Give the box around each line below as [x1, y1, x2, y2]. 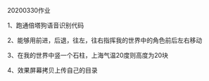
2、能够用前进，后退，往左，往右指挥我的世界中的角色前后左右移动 [7, 36, 203, 44]
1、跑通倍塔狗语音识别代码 [7, 21, 84, 30]
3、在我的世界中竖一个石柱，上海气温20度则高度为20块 [7, 51, 169, 59]
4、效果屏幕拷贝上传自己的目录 [7, 66, 99, 74]
